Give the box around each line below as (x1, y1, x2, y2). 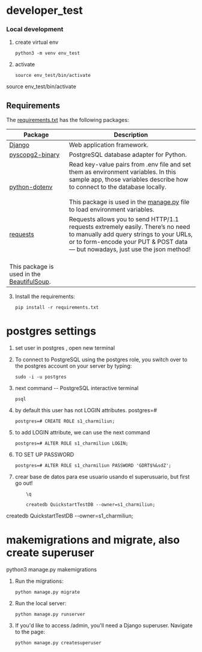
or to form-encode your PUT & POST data (69, 238, 188, 246)
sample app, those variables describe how (69, 175, 188, 184)
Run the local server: (14, 600, 67, 607)
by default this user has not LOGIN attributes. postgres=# (14, 407, 158, 414)
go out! (14, 480, 33, 487)
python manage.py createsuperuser (14, 640, 102, 646)
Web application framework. (69, 141, 149, 149)
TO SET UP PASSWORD (14, 451, 74, 459)
